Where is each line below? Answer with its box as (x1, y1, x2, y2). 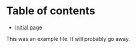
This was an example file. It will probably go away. (6, 35, 131, 42)
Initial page (14, 24, 43, 31)
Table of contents (6, 4, 96, 18)
